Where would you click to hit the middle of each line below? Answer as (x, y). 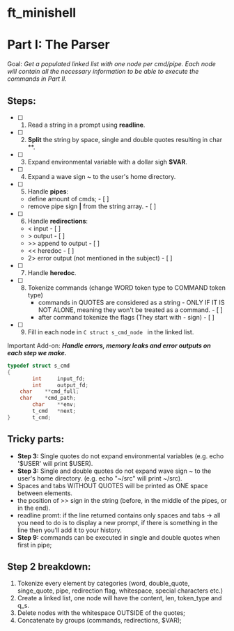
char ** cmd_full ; (49, 391)
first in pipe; (34, 545)
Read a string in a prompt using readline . (86, 125)
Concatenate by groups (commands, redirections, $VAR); (100, 621)
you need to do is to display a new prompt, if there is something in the (117, 522)
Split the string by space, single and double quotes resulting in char (125, 139)
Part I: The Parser (58, 45)
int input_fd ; (59, 379)
